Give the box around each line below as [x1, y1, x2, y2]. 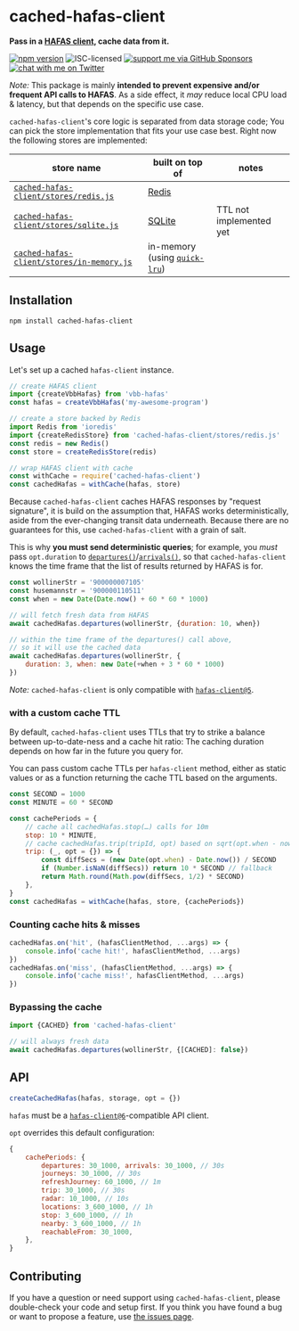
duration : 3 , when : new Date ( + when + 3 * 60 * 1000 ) [25, 660, 225, 670]
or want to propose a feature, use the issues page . [9, 1310, 194, 1321]
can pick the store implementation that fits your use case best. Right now [9, 125, 278, 136]
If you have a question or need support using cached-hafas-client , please [9, 1292, 280, 1302]
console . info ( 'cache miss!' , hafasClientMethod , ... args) [25, 972, 245, 981]
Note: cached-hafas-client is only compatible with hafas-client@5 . [9, 684, 255, 694]
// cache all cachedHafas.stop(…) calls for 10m [25, 822, 209, 831]
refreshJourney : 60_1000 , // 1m [41, 1178, 162, 1187]
